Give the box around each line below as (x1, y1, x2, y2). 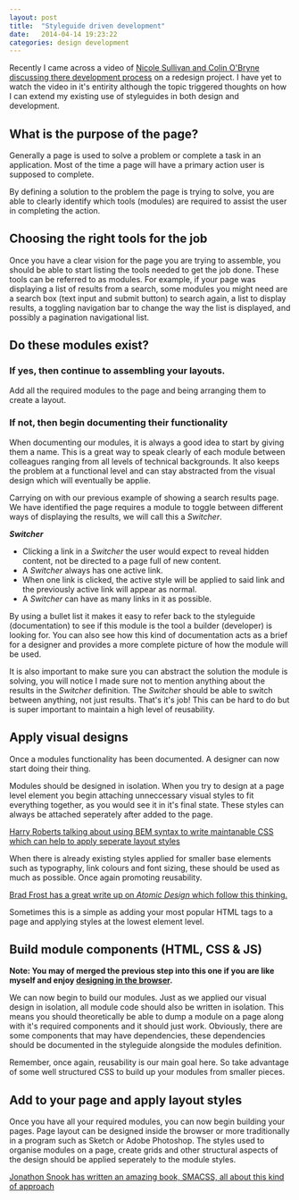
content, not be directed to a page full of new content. (21, 555, 221, 566)
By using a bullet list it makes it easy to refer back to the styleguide (9, 610, 256, 621)
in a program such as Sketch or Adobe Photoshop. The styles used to (9, 1136, 265, 1146)
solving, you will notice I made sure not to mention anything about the (9, 676, 266, 686)
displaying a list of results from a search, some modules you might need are (9, 283, 288, 294)
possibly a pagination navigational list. (9, 312, 150, 323)
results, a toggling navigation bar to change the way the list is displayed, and (9, 302, 291, 313)
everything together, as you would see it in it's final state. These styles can (9, 799, 284, 810)
